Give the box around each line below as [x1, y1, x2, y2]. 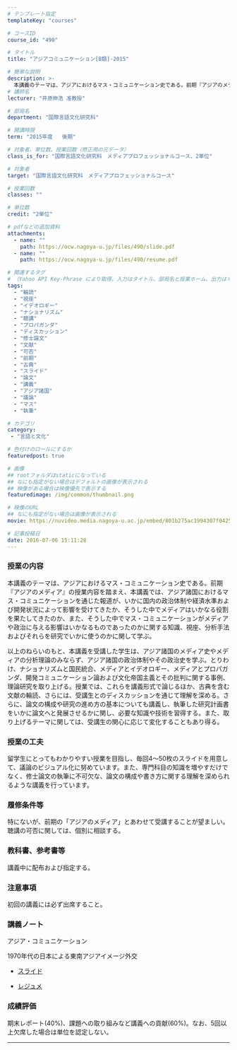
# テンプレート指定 [7, 10, 56, 18]
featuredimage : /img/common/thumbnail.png [7, 491, 134, 498]
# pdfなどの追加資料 [7, 223, 61, 231]
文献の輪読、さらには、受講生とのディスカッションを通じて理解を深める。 [7, 691, 224, 699]
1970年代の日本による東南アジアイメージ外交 [7, 952, 138, 960]
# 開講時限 [7, 127, 35, 134]
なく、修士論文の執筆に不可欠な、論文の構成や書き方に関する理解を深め [7, 772, 217, 781]
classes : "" [7, 192, 42, 199]
